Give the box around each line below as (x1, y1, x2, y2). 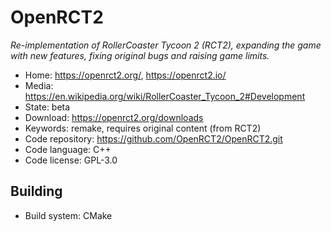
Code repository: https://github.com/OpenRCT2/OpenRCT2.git (24, 132, 283, 145)
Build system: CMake (24, 209, 113, 221)
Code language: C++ (24, 143, 112, 155)
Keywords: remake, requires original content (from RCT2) (24, 122, 262, 134)
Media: (24, 79, 54, 91)
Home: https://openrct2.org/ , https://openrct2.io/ (24, 69, 227, 81)
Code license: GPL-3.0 (24, 154, 118, 166)
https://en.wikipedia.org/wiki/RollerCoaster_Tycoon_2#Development (24, 90, 306, 102)
